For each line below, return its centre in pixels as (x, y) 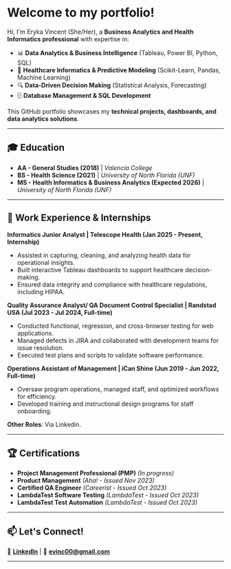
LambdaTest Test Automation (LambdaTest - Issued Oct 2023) (107, 503)
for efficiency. (37, 396)
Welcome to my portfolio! (81, 13)
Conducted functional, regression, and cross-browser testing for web (115, 326)
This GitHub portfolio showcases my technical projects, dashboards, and (112, 111)
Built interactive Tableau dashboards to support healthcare (100, 269)
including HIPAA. (41, 291)
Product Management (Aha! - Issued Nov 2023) (86, 481)
